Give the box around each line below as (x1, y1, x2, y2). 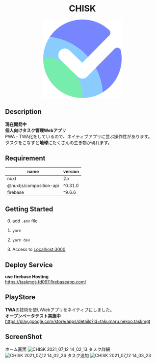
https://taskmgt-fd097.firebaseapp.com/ (5, 279, 87, 285)
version (63, 169, 79, 175)
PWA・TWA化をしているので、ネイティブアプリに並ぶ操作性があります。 (5, 133, 153, 139)
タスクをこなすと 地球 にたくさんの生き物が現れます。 (5, 139, 112, 145)
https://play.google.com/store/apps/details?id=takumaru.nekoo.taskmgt (5, 318, 151, 324)
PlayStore (5, 293, 36, 302)
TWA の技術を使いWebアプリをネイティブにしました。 (5, 307, 115, 312)
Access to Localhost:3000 (12, 246, 66, 253)
